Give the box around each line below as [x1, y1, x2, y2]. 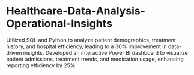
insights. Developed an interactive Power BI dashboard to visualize [23, 49, 188, 56]
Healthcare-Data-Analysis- [6, 4, 146, 18]
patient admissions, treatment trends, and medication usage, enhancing [6, 55, 184, 62]
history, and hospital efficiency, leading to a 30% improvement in [6, 43, 167, 50]
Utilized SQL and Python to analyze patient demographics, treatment [6, 36, 176, 43]
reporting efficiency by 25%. [6, 61, 77, 69]
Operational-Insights [6, 17, 112, 30]
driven [6, 49, 22, 56]
